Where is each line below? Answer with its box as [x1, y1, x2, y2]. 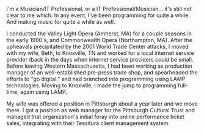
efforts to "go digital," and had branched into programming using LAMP [6, 76, 186, 82]
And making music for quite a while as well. [6, 18, 115, 25]
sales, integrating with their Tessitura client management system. [6, 120, 170, 127]
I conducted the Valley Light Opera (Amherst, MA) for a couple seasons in [6, 30, 192, 37]
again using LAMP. [20, 88, 67, 95]
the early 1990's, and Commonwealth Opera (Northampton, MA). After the [6, 37, 192, 43]
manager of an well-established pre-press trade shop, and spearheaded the [6, 69, 198, 76]
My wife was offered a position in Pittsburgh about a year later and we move [6, 100, 199, 107]
